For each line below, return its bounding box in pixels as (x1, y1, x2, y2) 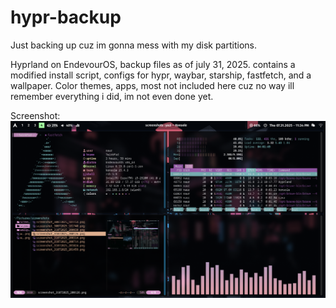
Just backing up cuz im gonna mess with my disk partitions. (10, 39, 257, 51)
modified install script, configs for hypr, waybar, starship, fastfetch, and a (10, 69, 312, 81)
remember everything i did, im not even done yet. (10, 90, 214, 102)
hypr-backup (10, 6, 122, 29)
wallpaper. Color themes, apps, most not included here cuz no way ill (10, 79, 295, 91)
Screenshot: (10, 109, 61, 121)
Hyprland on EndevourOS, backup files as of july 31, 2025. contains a (10, 58, 296, 70)
